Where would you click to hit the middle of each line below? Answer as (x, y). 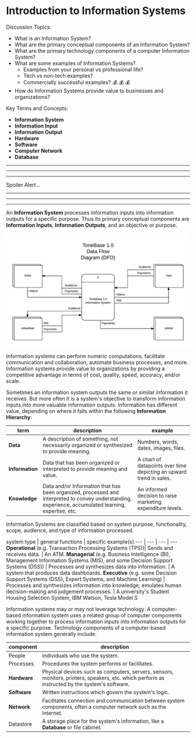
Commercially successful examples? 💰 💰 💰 (76, 82)
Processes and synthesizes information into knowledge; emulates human (94, 585)
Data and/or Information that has (82, 486)
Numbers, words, (158, 442)
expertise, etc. (60, 511)
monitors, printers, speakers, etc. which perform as (103, 678)
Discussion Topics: (29, 27)
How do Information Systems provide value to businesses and (89, 90)
